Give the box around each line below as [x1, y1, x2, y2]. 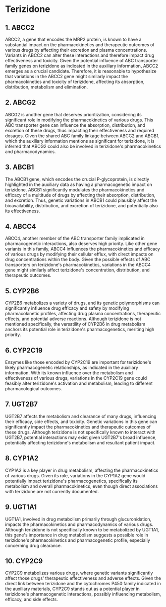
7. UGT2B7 [5, 400, 38, 409]
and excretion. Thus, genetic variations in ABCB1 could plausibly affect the [5, 197, 157, 203]
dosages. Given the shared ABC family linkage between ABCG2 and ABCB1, [5, 133, 160, 139]
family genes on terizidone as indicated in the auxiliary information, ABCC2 [5, 63, 159, 69]
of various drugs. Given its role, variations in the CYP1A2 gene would [5, 472, 146, 478]
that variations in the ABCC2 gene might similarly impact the [5, 74, 128, 79]
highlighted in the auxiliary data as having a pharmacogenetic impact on [5, 181, 153, 187]
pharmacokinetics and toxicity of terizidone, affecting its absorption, [5, 79, 145, 85]
